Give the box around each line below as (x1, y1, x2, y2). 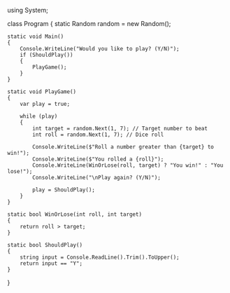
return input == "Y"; (20, 260, 82, 267)
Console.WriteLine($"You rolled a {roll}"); (32, 156, 164, 163)
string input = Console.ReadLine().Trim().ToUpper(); (20, 254, 180, 261)
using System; (7, 6, 49, 14)
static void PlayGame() (7, 88, 77, 95)
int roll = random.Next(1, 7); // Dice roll (32, 131, 164, 138)
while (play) (20, 113, 58, 120)
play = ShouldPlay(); (32, 186, 96, 193)
